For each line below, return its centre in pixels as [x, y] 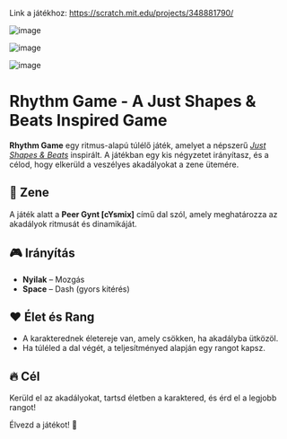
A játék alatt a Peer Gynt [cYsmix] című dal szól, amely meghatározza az [143, 214]
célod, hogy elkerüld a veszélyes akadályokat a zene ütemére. [124, 164]
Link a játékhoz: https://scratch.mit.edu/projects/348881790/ [122, 13]
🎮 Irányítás [43, 254]
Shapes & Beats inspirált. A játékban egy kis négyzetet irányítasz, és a [139, 154]
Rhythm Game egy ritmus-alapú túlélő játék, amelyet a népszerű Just [138, 145]
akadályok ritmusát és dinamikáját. [73, 224]
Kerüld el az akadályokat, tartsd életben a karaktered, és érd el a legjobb [143, 398]
